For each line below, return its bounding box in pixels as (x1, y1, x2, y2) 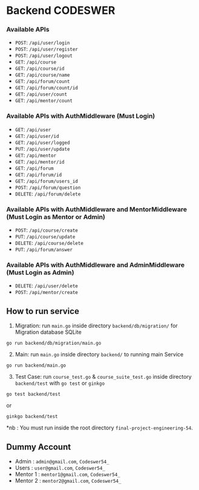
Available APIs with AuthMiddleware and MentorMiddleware (6, 205, 188, 214)
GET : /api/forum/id (15, 171, 62, 178)
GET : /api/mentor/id (15, 158, 65, 165)
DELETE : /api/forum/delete (15, 190, 81, 197)
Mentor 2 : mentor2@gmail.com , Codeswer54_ (15, 477, 122, 484)
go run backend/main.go (6, 362, 67, 369)
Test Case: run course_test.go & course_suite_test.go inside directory (15, 373, 192, 381)
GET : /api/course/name (15, 71, 70, 79)
